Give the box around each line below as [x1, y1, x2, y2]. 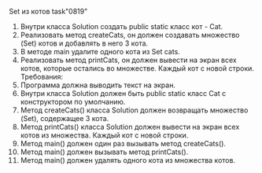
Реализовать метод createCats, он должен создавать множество [20, 31, 240, 39]
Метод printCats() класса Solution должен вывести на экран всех [20, 122, 240, 131]
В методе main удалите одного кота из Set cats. [20, 47, 180, 56]
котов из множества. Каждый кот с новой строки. [20, 131, 189, 140]
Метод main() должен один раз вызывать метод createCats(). [20, 139, 227, 148]
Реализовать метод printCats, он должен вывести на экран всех [20, 55, 237, 64]
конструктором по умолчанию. [20, 98, 126, 106]
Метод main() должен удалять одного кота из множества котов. [20, 156, 235, 164]
